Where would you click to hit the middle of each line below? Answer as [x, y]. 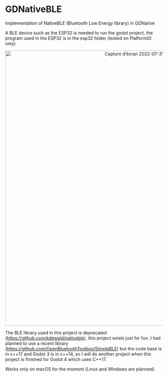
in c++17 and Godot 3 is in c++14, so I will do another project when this [78, 354]
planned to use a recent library [37, 343]
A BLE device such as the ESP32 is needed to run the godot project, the [79, 33]
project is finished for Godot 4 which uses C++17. [56, 359]
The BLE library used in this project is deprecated [56, 332]
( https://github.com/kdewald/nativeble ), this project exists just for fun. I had [83, 338]
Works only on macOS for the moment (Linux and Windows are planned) [80, 369]
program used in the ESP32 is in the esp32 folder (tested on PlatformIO [78, 38]
